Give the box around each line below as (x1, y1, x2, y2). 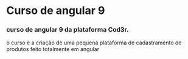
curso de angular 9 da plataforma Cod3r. (6, 26, 129, 34)
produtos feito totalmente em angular (6, 46, 99, 53)
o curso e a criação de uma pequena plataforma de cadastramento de (6, 39, 182, 46)
